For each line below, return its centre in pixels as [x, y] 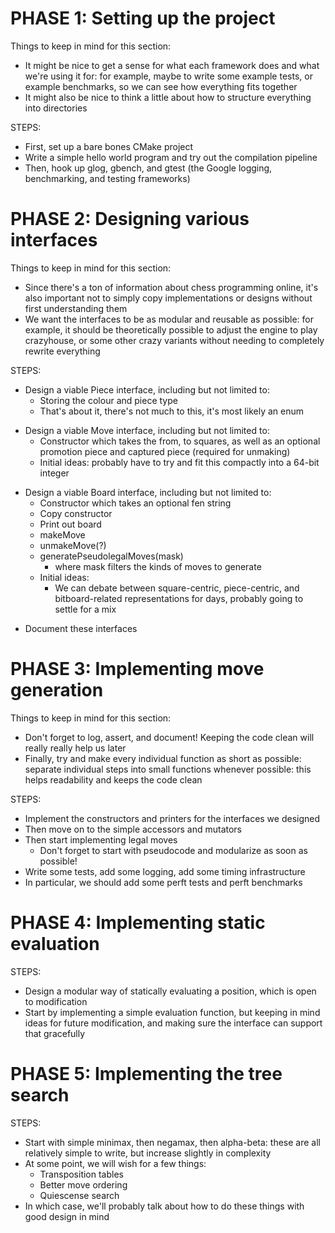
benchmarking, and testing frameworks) [107, 178]
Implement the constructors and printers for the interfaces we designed [172, 818]
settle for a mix [85, 609]
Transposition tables [81, 1174]
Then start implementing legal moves [101, 839]
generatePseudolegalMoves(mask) [111, 556]
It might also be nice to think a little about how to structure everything [168, 97]
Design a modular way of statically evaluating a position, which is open [170, 991]
